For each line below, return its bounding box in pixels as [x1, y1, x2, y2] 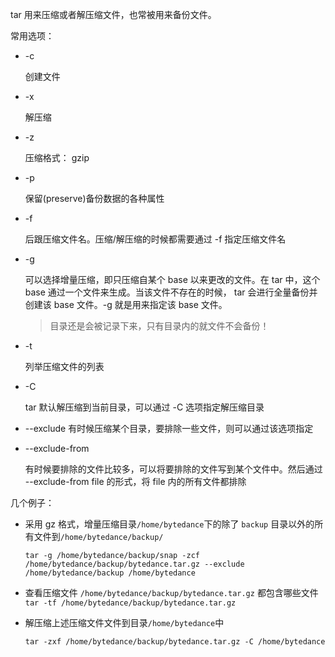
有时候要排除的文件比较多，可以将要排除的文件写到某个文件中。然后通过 [24, 463, 323, 475]
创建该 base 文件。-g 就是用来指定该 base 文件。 [24, 299, 228, 310]
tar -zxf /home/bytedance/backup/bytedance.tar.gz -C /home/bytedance [24, 637, 326, 647]
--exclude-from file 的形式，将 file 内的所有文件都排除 [24, 476, 247, 487]
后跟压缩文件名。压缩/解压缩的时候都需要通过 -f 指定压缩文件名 [24, 233, 287, 245]
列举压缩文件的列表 [24, 361, 105, 372]
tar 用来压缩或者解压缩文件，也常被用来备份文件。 [10, 9, 217, 20]
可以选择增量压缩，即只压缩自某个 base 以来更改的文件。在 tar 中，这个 [24, 274, 321, 285]
